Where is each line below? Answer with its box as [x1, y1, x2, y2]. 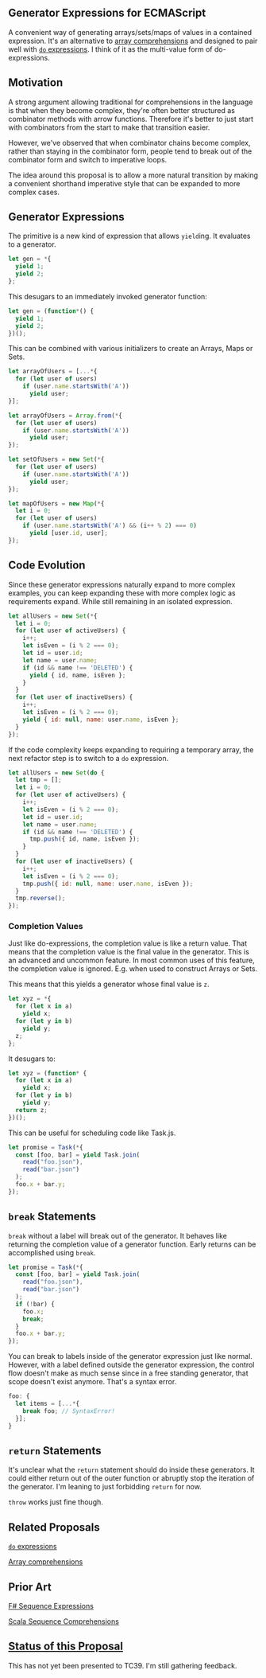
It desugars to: [8, 1054, 56, 1063]
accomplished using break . [8, 1247, 96, 1257]
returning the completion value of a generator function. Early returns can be [8, 1239, 256, 1249]
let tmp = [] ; [15, 776, 62, 784]
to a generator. [8, 240, 57, 249]
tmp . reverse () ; [15, 895, 66, 903]
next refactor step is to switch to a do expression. [8, 753, 169, 763]
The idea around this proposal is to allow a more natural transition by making [8, 170, 259, 180]
